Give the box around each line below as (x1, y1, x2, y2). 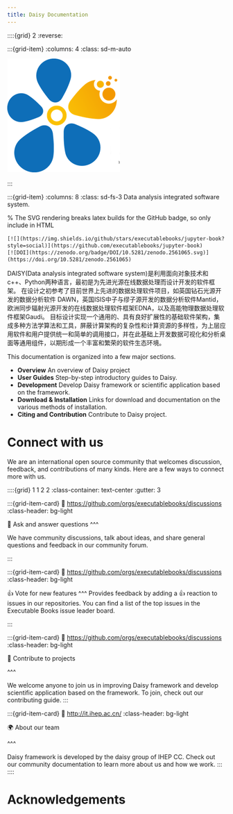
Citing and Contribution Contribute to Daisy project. (17, 410, 167, 418)
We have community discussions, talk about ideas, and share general (7, 533, 205, 542)
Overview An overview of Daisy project (17, 365, 130, 374)
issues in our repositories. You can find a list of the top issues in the (7, 599, 200, 607)
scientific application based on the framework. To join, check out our (7, 688, 204, 697)
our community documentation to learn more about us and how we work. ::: (7, 760, 223, 768)
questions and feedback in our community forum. (7, 540, 148, 549)
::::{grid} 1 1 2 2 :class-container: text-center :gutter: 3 (7, 485, 161, 494)
